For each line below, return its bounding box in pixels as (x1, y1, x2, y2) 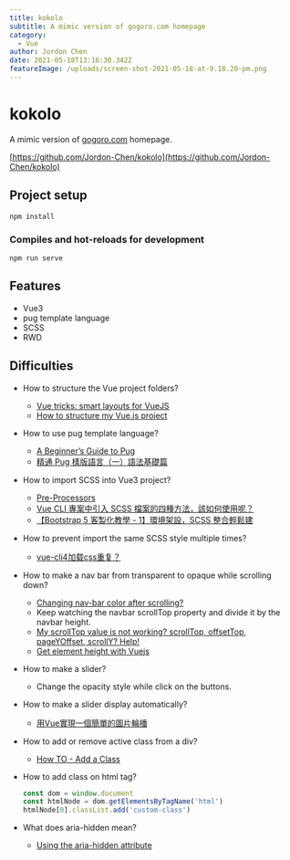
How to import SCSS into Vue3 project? (22, 474, 171, 485)
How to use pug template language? (22, 427, 160, 438)
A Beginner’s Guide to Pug (36, 445, 135, 456)
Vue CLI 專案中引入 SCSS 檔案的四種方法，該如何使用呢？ (36, 503, 254, 514)
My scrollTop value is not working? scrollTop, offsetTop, (36, 626, 246, 637)
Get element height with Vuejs (36, 645, 150, 656)
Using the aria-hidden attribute (36, 840, 152, 851)
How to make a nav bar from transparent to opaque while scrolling (22, 570, 272, 581)
